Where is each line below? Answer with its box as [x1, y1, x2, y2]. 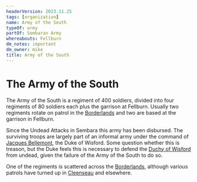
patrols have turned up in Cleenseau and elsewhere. [6, 169, 133, 176]
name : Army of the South [6, 19, 67, 25]
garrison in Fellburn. [6, 115, 55, 122]
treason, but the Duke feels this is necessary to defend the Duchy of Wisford [6, 145, 191, 152]
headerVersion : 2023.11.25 [6, 8, 72, 15]
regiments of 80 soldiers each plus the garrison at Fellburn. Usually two [6, 103, 179, 110]
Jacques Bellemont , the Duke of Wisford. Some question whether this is [6, 139, 180, 146]
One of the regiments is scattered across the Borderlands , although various [6, 163, 188, 170]
